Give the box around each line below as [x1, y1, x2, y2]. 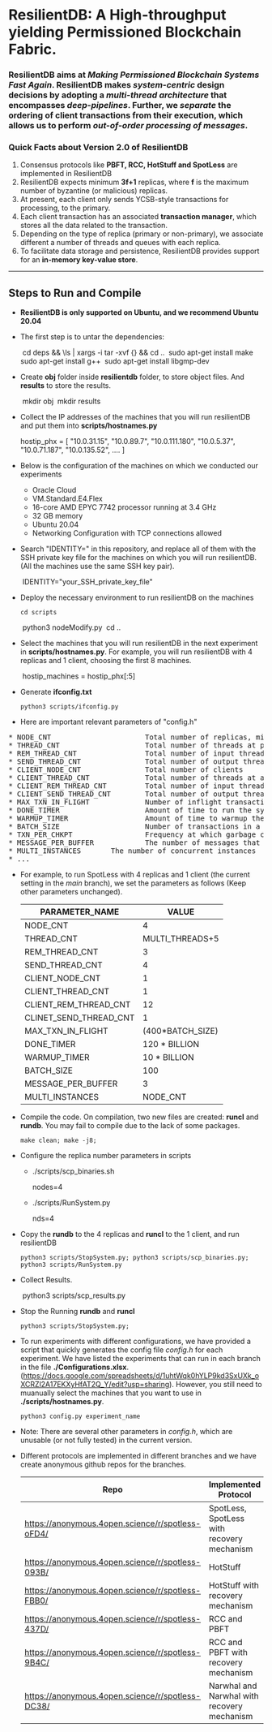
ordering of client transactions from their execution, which [8, 110, 244, 121]
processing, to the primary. [19, 203, 111, 213]
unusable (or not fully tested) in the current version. [19, 1435, 193, 1445]
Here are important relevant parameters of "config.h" [19, 717, 198, 727]
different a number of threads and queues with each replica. [19, 238, 221, 248]
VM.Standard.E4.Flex [32, 493, 103, 504]
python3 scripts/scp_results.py [22, 1290, 126, 1300]
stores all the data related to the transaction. [19, 221, 168, 231]
